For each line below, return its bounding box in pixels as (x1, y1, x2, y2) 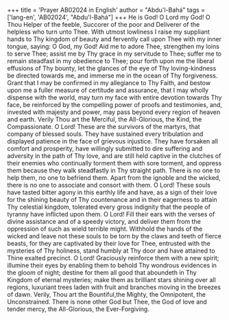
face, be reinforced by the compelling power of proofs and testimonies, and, (7, 101, 223, 108)
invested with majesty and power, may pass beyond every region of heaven (7, 108, 221, 116)
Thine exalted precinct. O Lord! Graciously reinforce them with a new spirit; (7, 254, 219, 262)
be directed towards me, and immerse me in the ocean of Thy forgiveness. (7, 71, 218, 80)
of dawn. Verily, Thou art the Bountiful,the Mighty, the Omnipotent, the (7, 290, 206, 298)
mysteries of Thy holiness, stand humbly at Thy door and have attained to (7, 247, 215, 255)
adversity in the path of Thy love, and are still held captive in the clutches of (7, 152, 221, 160)
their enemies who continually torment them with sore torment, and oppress (7, 159, 222, 167)
